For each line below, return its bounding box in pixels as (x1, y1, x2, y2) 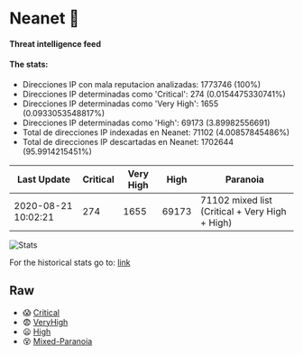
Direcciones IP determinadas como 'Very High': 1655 (22, 98, 219, 109)
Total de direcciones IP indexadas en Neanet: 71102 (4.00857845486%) (22, 126, 290, 138)
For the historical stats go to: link (9, 257, 131, 268)
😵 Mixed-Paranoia (22, 335, 93, 346)
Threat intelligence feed (9, 38, 102, 49)
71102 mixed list (199, 194, 273, 206)
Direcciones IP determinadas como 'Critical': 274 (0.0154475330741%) (22, 88, 286, 99)
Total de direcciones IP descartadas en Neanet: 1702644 (22, 136, 234, 147)
